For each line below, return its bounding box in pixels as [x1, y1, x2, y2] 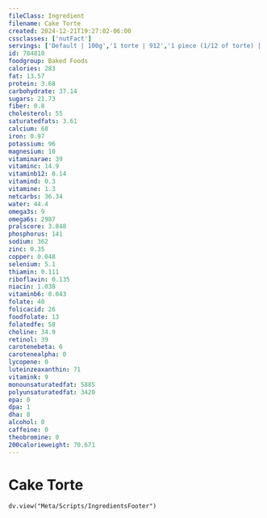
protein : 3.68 [8, 79, 56, 87]
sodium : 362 [8, 238, 48, 246]
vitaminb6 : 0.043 [8, 291, 67, 299]
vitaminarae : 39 [8, 155, 63, 163]
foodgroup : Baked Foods [8, 57, 89, 66]
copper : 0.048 [8, 253, 56, 261]
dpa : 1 [8, 403, 31, 411]
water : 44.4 [8, 200, 48, 208]
